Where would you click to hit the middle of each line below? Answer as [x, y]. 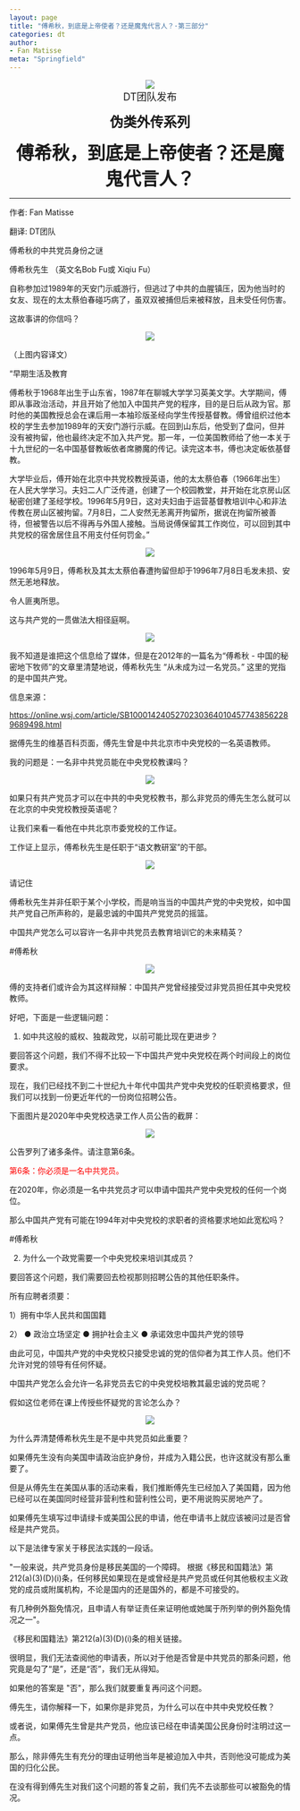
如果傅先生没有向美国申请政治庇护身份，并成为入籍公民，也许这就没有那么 [146, 1457]
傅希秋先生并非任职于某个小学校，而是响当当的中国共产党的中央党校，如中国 [150, 902]
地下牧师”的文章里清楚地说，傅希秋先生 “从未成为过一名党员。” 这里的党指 [151, 667]
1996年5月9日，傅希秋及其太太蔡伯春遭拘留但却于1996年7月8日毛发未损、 [146, 571]
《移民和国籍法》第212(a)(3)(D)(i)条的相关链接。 [98, 1639]
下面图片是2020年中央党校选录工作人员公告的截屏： [105, 1116]
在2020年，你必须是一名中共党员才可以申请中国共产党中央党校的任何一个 [144, 1189]
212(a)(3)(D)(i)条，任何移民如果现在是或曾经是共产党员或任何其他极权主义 [145, 1578]
